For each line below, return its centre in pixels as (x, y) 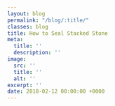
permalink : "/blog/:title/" (48, 20)
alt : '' (25, 78)
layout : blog (26, 14)
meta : (15, 40)
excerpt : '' (25, 85)
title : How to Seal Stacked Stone (58, 33)
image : (17, 59)
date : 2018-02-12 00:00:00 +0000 (56, 91)
